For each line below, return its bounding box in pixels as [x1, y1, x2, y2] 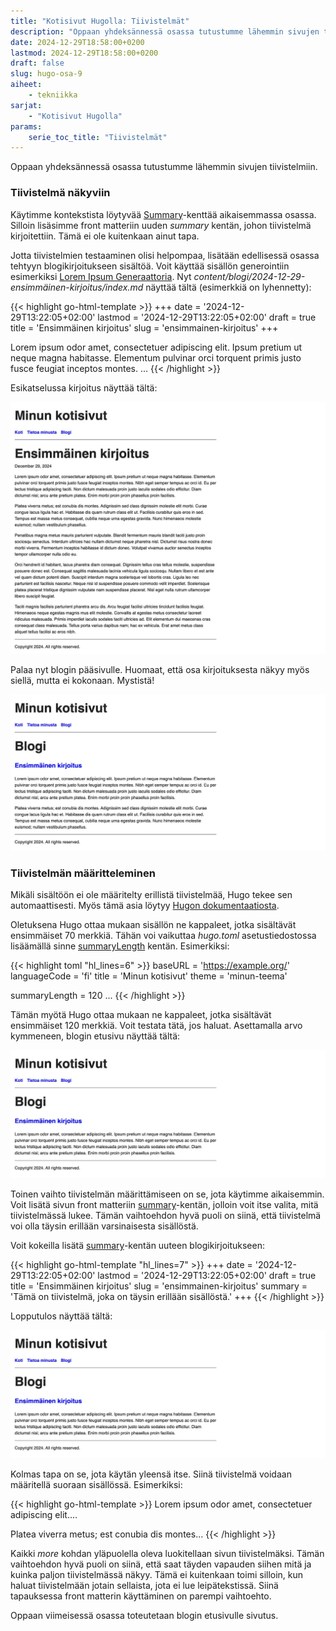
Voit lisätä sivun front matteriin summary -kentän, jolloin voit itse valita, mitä [10, 1199, 319, 1211]
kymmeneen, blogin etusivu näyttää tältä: [10, 1030, 181, 1042]
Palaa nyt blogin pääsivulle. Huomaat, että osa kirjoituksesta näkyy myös [10, 664, 310, 676]
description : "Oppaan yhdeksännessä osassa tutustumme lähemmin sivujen [10, 26, 320, 37]
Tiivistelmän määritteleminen [10, 866, 156, 880]
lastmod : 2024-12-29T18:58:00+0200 [10, 48, 159, 58]
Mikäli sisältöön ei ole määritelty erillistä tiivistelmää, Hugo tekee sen [10, 888, 293, 900]
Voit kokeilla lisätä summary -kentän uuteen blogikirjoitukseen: [10, 1240, 266, 1252]
